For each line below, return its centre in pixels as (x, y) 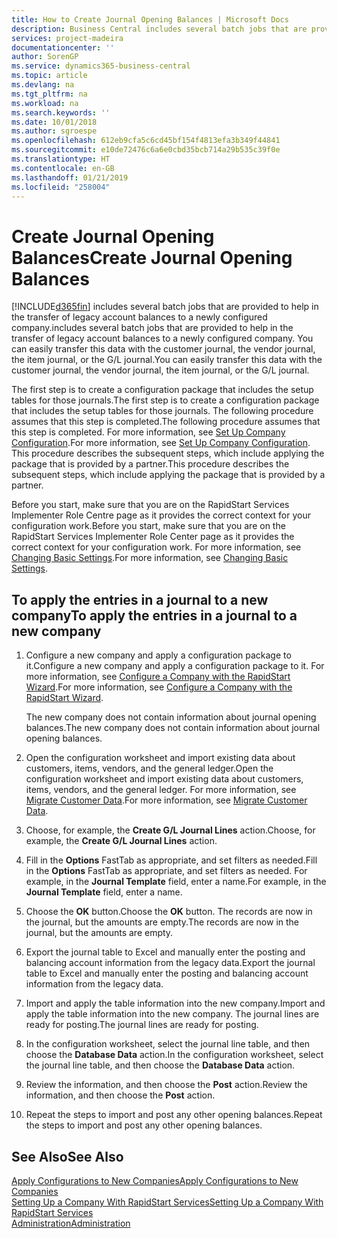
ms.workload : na (45, 103)
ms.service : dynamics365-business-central (101, 66)
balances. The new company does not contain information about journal (173, 728)
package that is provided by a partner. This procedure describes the (150, 464)
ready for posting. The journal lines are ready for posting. (142, 1025)
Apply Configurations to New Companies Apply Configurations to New (155, 1180)
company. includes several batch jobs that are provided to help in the (152, 328)
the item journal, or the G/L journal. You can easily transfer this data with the (167, 360)
